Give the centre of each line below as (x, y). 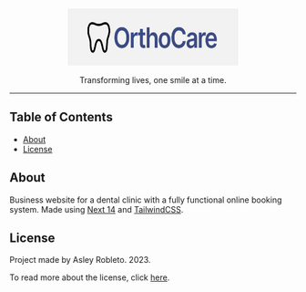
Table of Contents (61, 117)
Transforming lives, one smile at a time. (153, 80)
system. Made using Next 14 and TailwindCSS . (97, 209)
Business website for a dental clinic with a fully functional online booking (146, 200)
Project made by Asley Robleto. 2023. (80, 260)
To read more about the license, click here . (90, 277)
